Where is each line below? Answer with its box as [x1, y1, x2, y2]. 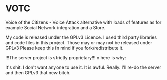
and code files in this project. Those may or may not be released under [5, 39, 152, 45]
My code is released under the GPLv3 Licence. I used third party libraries [5, 34, 157, 40]
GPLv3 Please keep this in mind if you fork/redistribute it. [5, 45, 124, 51]
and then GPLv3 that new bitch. [5, 69, 71, 75]
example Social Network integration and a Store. [5, 24, 106, 30]
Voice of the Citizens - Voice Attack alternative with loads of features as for [5, 19, 162, 25]
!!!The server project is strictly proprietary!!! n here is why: [5, 54, 126, 60]
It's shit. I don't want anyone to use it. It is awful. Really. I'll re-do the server [5, 64, 161, 70]
